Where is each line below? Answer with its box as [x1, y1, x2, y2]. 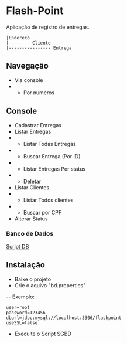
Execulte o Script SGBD [14, 330, 72, 337]
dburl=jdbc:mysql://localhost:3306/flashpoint [6, 315, 122, 321]
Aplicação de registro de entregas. [6, 23, 90, 30]
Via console [14, 76, 43, 83]
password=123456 [6, 310, 46, 315]
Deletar [23, 178, 42, 185]
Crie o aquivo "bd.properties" [14, 281, 86, 288]
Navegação [6, 61, 49, 71]
